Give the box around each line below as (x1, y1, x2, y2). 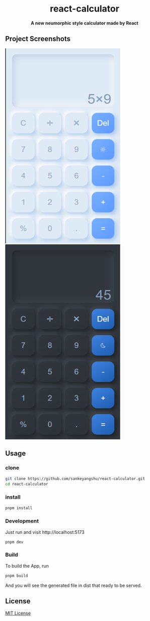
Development (5, 518, 39, 525)
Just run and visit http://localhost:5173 (5, 529, 85, 535)
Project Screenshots (5, 35, 70, 43)
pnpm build (5, 573, 28, 578)
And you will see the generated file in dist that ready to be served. (5, 582, 142, 588)
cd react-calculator (5, 482, 49, 487)
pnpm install (5, 506, 33, 511)
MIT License (5, 610, 31, 616)
